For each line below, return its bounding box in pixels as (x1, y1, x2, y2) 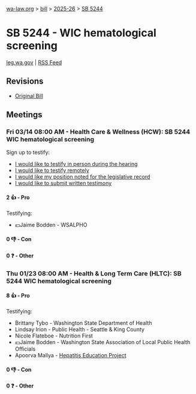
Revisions (6, 76, 44, 87)
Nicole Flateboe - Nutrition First (14, 332, 93, 339)
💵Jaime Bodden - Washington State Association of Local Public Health (14, 338, 191, 345)
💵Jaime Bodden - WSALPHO (14, 221, 88, 228)
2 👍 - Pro (6, 194, 30, 201)
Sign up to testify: (6, 149, 50, 156)
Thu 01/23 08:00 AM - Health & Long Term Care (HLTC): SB (6, 269, 182, 277)
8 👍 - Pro (6, 292, 30, 300)
